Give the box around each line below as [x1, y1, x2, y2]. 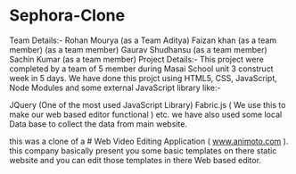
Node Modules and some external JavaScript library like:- [9, 82, 221, 93]
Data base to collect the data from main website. [9, 118, 187, 129]
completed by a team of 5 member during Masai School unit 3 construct [9, 63, 274, 74]
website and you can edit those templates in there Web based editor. [9, 154, 261, 165]
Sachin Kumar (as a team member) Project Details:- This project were [9, 54, 265, 64]
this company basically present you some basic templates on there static [9, 145, 277, 156]
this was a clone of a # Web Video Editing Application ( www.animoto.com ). [9, 136, 289, 146]
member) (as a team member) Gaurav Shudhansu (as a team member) [9, 44, 267, 54]
